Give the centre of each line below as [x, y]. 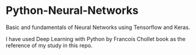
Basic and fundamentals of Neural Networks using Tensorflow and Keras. [98, 27]
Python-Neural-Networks [72, 11]
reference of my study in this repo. [49, 45]
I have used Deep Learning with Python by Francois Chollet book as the [96, 39]
